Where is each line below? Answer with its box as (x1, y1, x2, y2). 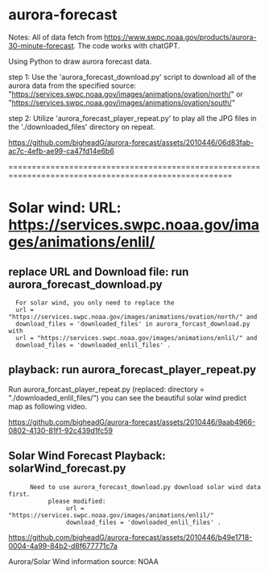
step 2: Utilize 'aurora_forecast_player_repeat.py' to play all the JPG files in (8, 113, 257, 122)
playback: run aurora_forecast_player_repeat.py (8, 363, 256, 376)
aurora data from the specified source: (8, 81, 137, 90)
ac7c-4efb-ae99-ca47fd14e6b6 (8, 146, 114, 156)
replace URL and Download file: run (8, 264, 189, 279)
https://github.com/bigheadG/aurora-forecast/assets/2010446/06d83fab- (8, 137, 255, 147)
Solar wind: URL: (8, 199, 122, 217)
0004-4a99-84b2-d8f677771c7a (8, 541, 118, 550)
